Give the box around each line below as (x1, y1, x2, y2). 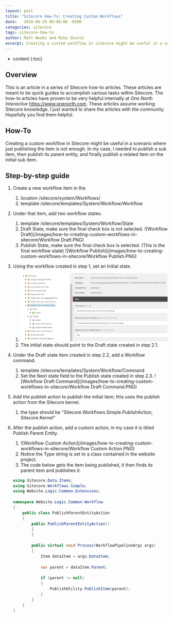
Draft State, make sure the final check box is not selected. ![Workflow (20, 226, 168, 232)
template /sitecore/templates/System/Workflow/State (20, 220, 134, 226)
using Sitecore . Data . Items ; (12, 478, 73, 483)
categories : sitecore (5, 25, 52, 30)
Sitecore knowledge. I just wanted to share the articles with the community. (5, 106, 165, 112)
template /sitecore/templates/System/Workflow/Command (20, 367, 145, 373)
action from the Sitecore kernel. (12, 399, 80, 405)
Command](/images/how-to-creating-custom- (55, 378, 154, 384)
